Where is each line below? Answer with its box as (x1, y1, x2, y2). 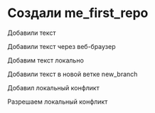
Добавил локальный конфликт (7, 83, 100, 92)
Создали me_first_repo (7, 5, 149, 21)
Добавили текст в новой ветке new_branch (7, 70, 138, 78)
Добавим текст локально (7, 55, 84, 65)
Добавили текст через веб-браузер (7, 42, 116, 50)
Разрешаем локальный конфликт (7, 97, 108, 106)
